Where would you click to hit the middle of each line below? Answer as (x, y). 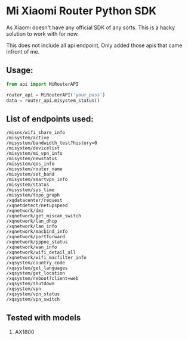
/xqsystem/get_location (36, 273)
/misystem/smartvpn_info (37, 180)
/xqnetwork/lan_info (32, 227)
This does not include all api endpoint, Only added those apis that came (94, 45)
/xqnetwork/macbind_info (37, 232)
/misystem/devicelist (33, 148)
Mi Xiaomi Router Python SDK (81, 11)
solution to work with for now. (43, 33)
